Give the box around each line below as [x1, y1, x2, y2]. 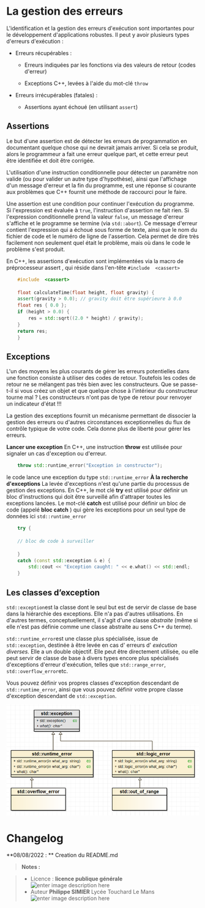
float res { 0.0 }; [17, 302, 67, 308]
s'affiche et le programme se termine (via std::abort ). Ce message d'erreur [6, 219, 198, 227]
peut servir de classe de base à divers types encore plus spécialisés [6, 655, 179, 661]
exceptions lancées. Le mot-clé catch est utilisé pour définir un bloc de [6, 500, 187, 507]
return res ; [17, 328, 48, 334]
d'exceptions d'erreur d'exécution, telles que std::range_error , [6, 661, 166, 668]
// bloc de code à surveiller [17, 538, 95, 544]
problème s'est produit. [6, 245, 65, 253]
